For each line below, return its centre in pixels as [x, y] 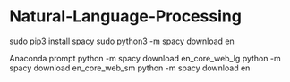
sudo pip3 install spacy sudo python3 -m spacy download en [122, 41]
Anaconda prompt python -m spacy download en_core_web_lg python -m [145, 58]
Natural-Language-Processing [125, 16]
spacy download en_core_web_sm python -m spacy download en [130, 68]
